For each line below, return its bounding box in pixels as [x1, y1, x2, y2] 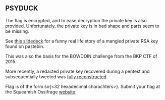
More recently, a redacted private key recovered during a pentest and [5, 68, 150, 74]
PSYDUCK [5, 4, 38, 13]
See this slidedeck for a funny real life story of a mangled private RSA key [5, 38, 158, 44]
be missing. [5, 28, 29, 34]
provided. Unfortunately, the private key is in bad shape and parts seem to [5, 23, 160, 29]
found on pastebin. [5, 43, 44, 49]
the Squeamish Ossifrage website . [5, 88, 77, 95]
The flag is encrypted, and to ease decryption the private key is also [5, 17, 147, 23]
